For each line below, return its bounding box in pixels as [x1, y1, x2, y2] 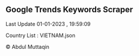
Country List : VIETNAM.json [5, 32, 75, 39]
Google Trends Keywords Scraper [5, 5, 133, 15]
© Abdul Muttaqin [5, 43, 50, 50]
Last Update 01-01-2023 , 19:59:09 [5, 20, 91, 27]
